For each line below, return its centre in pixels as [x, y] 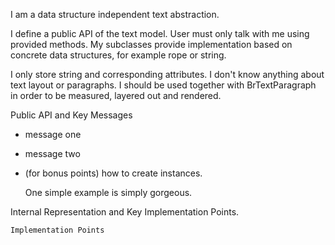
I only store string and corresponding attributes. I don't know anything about [167, 74]
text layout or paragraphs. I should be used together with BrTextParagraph [163, 85]
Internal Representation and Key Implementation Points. [125, 212]
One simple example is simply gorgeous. [108, 192]
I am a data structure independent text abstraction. [115, 14]
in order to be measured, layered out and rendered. [116, 95]
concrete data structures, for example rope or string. [118, 55]
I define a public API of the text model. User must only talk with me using [160, 33]
